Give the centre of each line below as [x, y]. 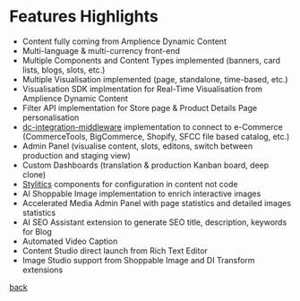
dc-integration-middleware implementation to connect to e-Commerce [153, 126]
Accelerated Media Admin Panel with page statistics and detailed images [157, 202]
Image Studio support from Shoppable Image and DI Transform [138, 260]
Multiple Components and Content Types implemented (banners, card [151, 60]
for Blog [37, 231]
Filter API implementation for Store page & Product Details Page [140, 107]
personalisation [51, 117]
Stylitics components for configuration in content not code [130, 184]
